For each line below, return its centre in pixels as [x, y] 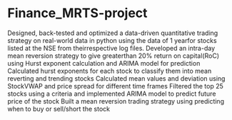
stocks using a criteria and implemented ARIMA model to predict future [112, 94]
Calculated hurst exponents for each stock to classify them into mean [110, 71]
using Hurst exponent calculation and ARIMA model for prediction [104, 63]
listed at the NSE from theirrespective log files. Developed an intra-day [111, 48]
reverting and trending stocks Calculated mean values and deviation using [116, 78]
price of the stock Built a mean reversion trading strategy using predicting [116, 101]
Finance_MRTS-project [77, 13]
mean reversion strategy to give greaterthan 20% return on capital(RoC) [114, 56]
